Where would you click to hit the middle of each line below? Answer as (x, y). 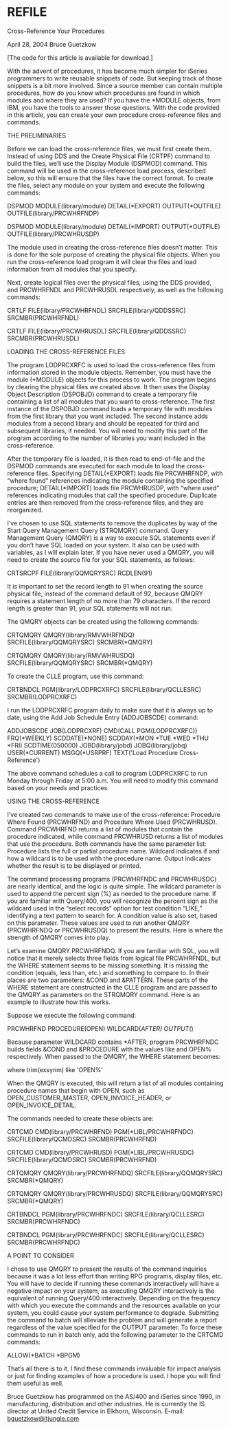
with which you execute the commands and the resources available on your (114, 1305)
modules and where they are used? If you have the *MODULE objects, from (114, 100)
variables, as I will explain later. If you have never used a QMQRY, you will (111, 552)
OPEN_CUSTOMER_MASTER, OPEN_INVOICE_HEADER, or (89, 1098)
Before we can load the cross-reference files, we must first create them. (109, 149)
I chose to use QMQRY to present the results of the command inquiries (107, 1269)
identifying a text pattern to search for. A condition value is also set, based (112, 915)
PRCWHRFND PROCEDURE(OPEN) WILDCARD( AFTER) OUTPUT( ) (100, 1028)
